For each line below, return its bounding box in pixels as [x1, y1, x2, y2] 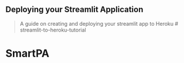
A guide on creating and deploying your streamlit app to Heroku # [19, 20, 179, 27]
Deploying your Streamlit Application [5, 5, 144, 15]
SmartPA [5, 47, 50, 60]
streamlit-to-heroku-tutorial [19, 26, 86, 33]
